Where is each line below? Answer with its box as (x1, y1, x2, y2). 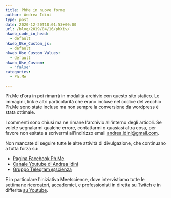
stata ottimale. (5, 109, 36, 115)
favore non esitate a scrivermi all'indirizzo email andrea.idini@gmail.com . (5, 130, 159, 136)
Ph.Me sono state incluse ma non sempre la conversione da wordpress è (5, 104, 159, 110)
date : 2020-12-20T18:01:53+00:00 (5, 22, 77, 27)
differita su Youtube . (5, 187, 49, 193)
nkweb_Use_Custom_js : (5, 41, 52, 46)
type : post (5, 17, 29, 22)
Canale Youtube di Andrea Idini (12, 161, 78, 167)
